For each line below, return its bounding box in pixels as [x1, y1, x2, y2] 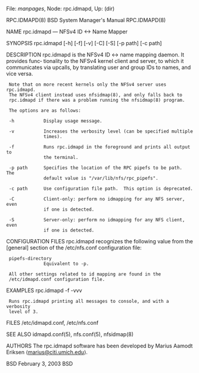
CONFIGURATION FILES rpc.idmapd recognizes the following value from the [6, 238, 194, 245]
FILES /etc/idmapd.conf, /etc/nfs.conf [6, 319, 99, 326]
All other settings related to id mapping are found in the [8, 271, 161, 277]
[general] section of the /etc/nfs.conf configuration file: [6, 244, 142, 251]
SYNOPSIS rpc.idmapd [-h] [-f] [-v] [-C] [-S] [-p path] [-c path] [6, 40, 162, 46]
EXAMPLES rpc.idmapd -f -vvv [6, 287, 82, 294]
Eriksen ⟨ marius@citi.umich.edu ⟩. [6, 349, 88, 356]
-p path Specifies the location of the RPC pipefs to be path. [8, 165, 183, 171]
